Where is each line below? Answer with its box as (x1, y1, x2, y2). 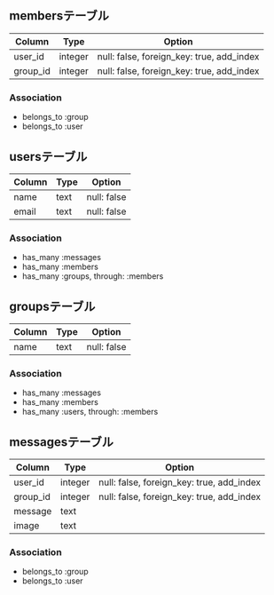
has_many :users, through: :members (21, 407, 159, 417)
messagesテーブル (9, 434, 114, 449)
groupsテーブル (9, 298, 96, 313)
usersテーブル (9, 149, 88, 164)
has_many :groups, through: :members (21, 271, 164, 282)
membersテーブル (9, 8, 109, 24)
